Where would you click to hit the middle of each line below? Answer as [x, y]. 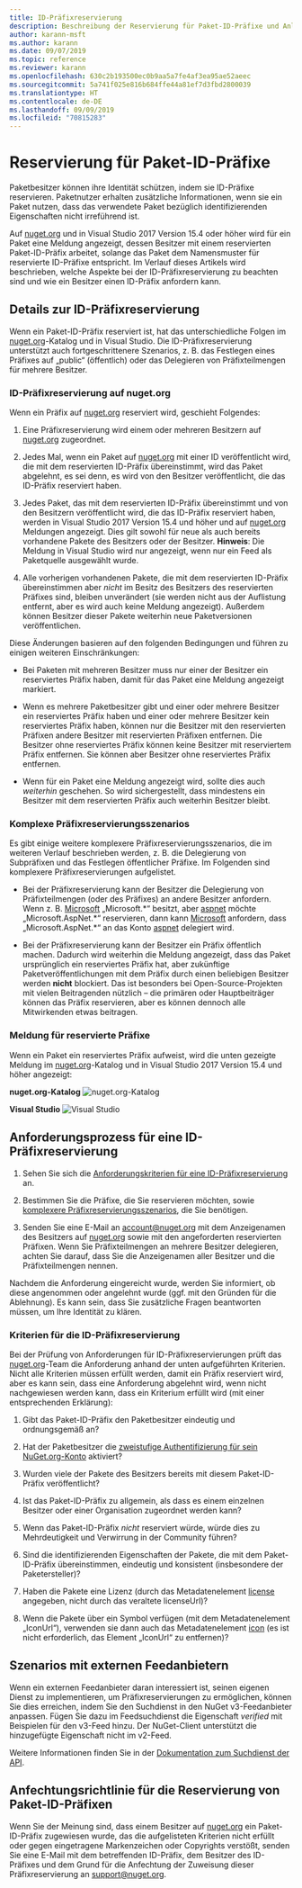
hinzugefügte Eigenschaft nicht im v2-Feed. [91, 1735]
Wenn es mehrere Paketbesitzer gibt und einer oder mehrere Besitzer [151, 706]
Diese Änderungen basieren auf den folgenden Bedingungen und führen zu [149, 643]
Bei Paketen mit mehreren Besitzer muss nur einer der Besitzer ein [145, 670]
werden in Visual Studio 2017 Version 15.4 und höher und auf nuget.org [154, 522]
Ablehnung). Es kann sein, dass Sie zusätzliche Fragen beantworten [135, 1302]
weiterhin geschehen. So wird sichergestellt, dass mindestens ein [144, 791]
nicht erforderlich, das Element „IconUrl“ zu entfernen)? [125, 1637]
